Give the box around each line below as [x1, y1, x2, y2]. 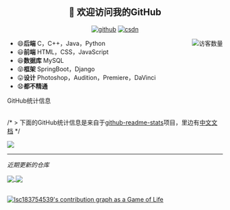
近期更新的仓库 [7, 160, 49, 169]
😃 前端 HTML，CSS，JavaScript [16, 47, 109, 56]
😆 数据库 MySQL [16, 56, 64, 64]
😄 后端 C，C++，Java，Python [16, 39, 106, 47]
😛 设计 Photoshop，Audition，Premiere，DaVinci [16, 73, 156, 81]
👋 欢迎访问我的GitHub [68, 6, 162, 18]
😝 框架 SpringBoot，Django [16, 64, 95, 73]
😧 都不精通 [16, 81, 48, 90]
